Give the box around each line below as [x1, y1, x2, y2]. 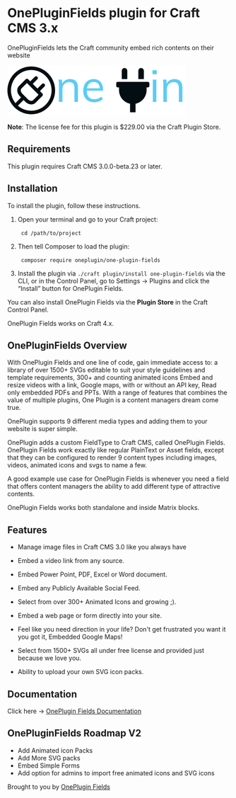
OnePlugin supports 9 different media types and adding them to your [7, 417, 208, 426]
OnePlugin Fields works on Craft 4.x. [7, 319, 114, 327]
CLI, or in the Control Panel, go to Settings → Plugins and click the [17, 276, 210, 285]
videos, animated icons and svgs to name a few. [7, 461, 147, 469]
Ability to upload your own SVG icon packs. [17, 668, 144, 676]
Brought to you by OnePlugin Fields [7, 782, 111, 791]
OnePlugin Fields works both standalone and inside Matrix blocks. [7, 503, 200, 512]
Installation [7, 183, 58, 195]
